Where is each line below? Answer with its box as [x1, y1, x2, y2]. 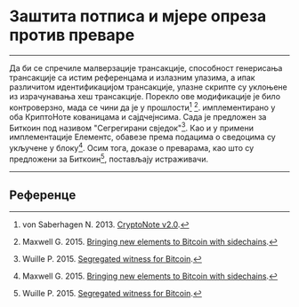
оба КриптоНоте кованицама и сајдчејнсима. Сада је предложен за [9, 111, 267, 122]
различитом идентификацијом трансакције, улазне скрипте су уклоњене [9, 82, 287, 92]
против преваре [9, 25, 135, 45]
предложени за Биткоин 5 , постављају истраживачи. [9, 152, 209, 164]
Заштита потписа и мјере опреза [9, 6, 267, 27]
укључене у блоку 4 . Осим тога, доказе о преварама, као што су [9, 141, 255, 153]
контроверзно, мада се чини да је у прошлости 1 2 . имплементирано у [9, 100, 276, 113]
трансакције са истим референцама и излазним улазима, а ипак [9, 72, 255, 83]
